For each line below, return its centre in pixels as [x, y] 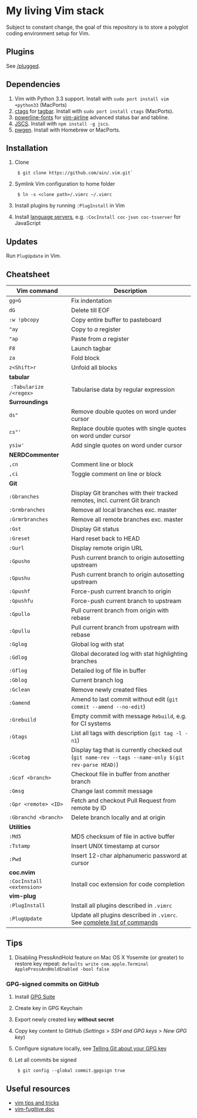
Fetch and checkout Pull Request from [124, 801]
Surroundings [29, 402]
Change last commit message [112, 791]
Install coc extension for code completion [128, 884]
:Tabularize [27, 387]
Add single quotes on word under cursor [127, 445]
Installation [27, 148]
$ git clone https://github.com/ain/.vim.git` [75, 173]
